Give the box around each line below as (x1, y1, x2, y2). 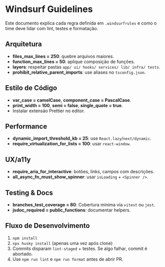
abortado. (12, 250, 33, 256)
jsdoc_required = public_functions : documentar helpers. (12, 207, 131, 213)
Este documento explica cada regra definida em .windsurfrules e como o (5, 20, 157, 26)
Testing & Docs (5, 188, 53, 197)
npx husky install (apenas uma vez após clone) (12, 240, 113, 246)
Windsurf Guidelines (5, 4, 93, 15)
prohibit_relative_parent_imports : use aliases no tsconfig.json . (12, 69, 146, 75)
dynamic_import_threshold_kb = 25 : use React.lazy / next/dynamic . (12, 135, 151, 141)
